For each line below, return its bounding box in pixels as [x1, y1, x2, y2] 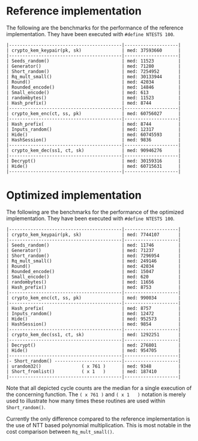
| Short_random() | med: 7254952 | [6, 68, 181, 75]
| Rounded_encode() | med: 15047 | [6, 268, 181, 274]
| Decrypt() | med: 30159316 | [6, 158, 181, 164]
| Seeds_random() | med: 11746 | [6, 242, 181, 248]
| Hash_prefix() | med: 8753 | [6, 284, 181, 290]
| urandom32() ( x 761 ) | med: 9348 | [6, 363, 181, 369]
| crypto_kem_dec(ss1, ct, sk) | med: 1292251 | [6, 332, 181, 338]
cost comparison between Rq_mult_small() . [6, 428, 115, 435]
